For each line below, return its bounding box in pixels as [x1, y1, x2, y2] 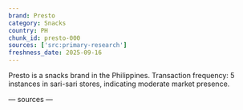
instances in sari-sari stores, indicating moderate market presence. [8, 79, 230, 88]
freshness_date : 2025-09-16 [8, 49, 103, 57]
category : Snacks [8, 19, 67, 27]
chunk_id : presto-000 [8, 33, 81, 42]
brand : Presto [8, 11, 56, 20]
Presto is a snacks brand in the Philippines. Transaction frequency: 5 [8, 71, 235, 80]
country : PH [8, 26, 48, 34]
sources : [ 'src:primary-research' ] [8, 41, 128, 49]
